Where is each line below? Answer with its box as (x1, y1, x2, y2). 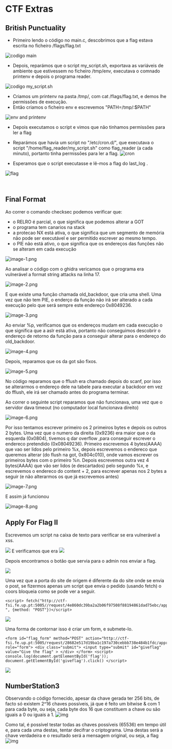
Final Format (5, 195, 46, 204)
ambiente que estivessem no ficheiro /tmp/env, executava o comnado (12, 68, 160, 74)
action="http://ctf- (85, 636, 130, 641)
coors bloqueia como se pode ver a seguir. (5, 588, 96, 594)
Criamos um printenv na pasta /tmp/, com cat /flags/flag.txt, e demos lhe (12, 93, 167, 99)
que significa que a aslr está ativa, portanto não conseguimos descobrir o (5, 327, 161, 334)
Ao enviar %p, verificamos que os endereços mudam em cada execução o (5, 322, 163, 328)
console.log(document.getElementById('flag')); (5, 654, 109, 659)
